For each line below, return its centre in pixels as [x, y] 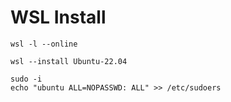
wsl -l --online [44, 44]
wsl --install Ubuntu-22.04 [69, 61]
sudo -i [26, 79]
